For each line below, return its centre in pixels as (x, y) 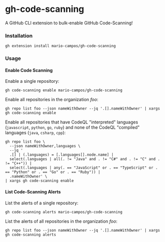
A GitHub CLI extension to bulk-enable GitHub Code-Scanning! (69, 23)
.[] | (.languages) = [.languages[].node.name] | (62, 155)
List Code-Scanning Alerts (33, 191)
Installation (19, 36)
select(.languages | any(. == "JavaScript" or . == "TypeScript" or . (84, 168)
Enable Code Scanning (29, 70)
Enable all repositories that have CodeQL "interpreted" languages (72, 122)
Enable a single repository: (32, 81)
